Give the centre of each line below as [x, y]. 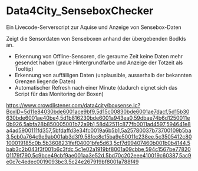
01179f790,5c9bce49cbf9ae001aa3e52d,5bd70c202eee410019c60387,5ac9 [99, 155]
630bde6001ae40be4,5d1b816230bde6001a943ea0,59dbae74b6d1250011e [98, 118]
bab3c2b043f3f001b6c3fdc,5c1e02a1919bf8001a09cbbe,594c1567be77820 [99, 149]
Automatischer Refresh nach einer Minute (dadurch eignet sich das [96, 87]
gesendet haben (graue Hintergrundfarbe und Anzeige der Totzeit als [99, 63]
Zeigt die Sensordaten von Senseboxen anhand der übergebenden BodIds [96, 38]
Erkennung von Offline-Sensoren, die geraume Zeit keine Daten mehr [99, 56]
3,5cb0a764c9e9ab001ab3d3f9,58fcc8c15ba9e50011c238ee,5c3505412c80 [99, 136]
